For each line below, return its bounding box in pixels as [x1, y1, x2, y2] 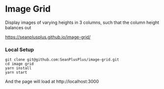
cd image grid [5, 62, 34, 67]
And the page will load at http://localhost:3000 [5, 79, 99, 85]
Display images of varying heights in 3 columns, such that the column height [5, 19, 160, 25]
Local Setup [5, 46, 34, 53]
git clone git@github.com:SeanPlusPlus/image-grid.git [5, 57, 119, 62]
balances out [5, 24, 31, 30]
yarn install [5, 66, 32, 71]
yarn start [5, 70, 27, 75]
